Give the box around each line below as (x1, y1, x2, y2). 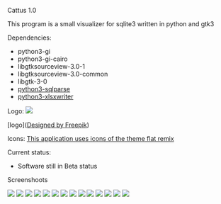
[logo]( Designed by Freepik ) (7, 120, 90, 129)
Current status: (7, 148, 52, 157)
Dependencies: (7, 33, 52, 42)
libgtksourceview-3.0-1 (17, 62, 85, 70)
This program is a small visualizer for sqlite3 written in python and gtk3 (7, 20, 215, 28)
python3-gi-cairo (17, 55, 69, 63)
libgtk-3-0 (17, 77, 47, 86)
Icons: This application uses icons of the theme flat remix (7, 135, 175, 142)
